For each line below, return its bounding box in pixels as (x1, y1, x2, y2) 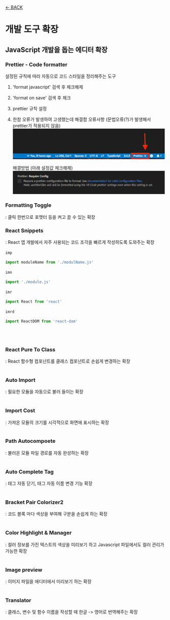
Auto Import (5, 376, 35, 383)
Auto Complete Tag (5, 468, 54, 475)
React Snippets (5, 227, 44, 234)
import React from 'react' (5, 299, 62, 304)
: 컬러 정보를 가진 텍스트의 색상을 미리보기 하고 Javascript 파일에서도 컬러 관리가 (5, 541, 164, 547)
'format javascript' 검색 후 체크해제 (12, 84, 83, 90)
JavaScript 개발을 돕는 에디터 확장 (5, 45, 108, 54)
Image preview (5, 566, 42, 573)
